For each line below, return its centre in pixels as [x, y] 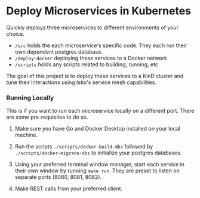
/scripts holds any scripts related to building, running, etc [86, 64]
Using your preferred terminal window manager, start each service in [100, 165]
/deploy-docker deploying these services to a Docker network [91, 58]
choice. [16, 33]
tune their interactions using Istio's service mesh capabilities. [81, 82]
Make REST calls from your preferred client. [69, 188]
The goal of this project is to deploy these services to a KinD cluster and [95, 76]
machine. [26, 135]
